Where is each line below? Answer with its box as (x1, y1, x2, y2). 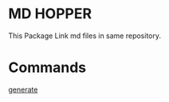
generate (8, 85, 38, 94)
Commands (8, 59, 87, 77)
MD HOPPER (8, 5, 92, 23)
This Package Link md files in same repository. (8, 31, 162, 40)
